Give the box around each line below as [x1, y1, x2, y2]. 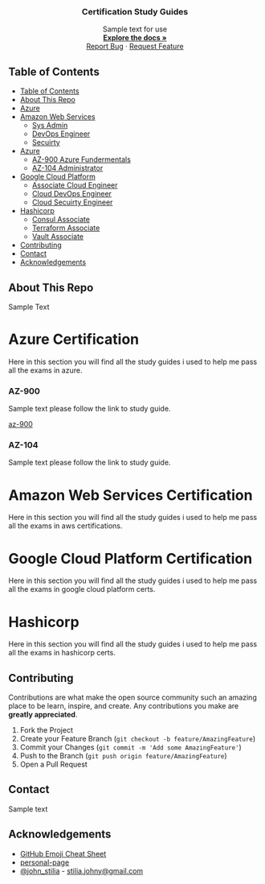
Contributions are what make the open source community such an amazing [8, 692, 257, 702]
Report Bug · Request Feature [86, 42, 184, 52]
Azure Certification [8, 330, 139, 349]
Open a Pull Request [19, 759, 88, 770]
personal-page [19, 857, 70, 867]
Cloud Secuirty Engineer [31, 197, 113, 207]
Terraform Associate [31, 223, 100, 233]
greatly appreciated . [8, 710, 78, 720]
